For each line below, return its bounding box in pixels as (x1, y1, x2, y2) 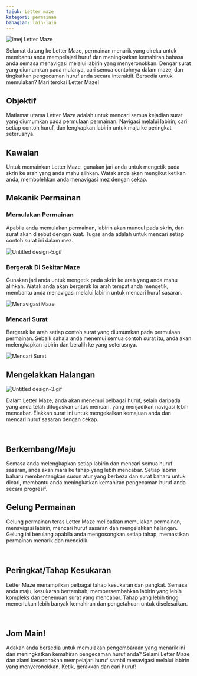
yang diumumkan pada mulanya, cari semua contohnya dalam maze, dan (6, 66, 184, 73)
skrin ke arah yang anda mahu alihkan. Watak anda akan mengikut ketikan (6, 170, 186, 176)
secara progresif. (6, 485, 48, 492)
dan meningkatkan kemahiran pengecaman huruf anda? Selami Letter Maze (6, 651, 190, 658)
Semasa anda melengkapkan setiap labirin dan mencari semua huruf (6, 460, 173, 467)
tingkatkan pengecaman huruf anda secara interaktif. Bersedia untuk (6, 72, 173, 80)
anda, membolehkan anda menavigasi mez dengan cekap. (6, 176, 147, 183)
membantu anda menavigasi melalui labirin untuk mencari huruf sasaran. (6, 289, 183, 296)
